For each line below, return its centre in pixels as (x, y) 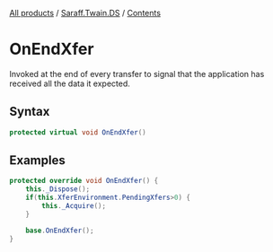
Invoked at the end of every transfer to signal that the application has (137, 74)
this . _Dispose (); (58, 189)
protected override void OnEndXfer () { (84, 181)
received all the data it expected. (70, 83)
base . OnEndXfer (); (60, 230)
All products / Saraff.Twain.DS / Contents (85, 13)
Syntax (30, 112)
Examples (37, 161)
